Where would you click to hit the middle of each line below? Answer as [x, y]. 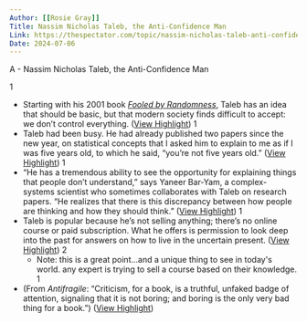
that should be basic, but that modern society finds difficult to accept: [154, 114]
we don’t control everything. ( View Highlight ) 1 [110, 124]
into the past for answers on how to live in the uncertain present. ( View [156, 240]
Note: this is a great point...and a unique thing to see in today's [154, 260]
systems [38, 192]
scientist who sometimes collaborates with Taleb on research [172, 192]
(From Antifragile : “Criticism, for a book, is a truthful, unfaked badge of [156, 289]
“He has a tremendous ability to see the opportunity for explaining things [159, 172]
